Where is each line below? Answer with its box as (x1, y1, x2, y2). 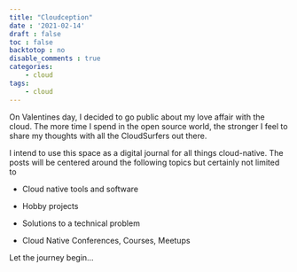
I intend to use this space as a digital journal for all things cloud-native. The (9, 147, 284, 158)
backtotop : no (9, 46, 66, 55)
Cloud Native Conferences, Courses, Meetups (21, 235, 191, 245)
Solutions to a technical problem (21, 218, 140, 229)
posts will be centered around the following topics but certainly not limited (9, 157, 280, 167)
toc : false (9, 37, 53, 47)
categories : (9, 63, 53, 72)
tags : (9, 79, 29, 88)
